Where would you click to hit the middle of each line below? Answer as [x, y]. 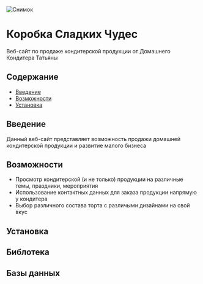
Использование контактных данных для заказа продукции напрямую [106, 193]
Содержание [33, 77]
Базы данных [33, 273]
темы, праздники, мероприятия [57, 186]
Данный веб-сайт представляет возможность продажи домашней [94, 139]
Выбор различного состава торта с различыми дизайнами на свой [103, 205]
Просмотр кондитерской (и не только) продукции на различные [99, 179]
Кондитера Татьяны [32, 58]
